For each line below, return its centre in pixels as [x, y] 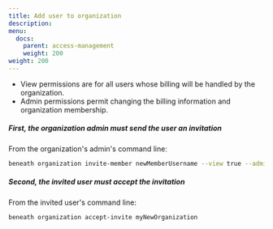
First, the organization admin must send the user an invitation [115, 128]
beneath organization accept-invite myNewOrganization [103, 217]
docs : [25, 38]
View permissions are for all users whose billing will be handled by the [138, 84]
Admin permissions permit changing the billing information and [126, 101]
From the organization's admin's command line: [88, 148]
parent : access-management [69, 46]
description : [30, 23]
